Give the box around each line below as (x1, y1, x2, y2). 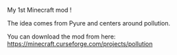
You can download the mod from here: (7, 32, 116, 41)
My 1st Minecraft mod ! (7, 6, 72, 14)
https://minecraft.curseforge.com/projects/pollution (7, 40, 153, 47)
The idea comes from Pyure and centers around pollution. (7, 19, 170, 27)
